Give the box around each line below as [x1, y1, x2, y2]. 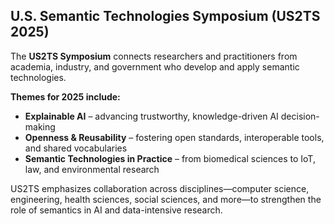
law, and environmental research [24, 163, 160, 175]
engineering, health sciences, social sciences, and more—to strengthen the [10, 193, 322, 205]
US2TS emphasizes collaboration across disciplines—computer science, [10, 182, 310, 194]
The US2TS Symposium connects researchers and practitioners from [10, 50, 298, 62]
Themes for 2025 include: [10, 90, 121, 103]
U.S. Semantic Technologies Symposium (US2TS [10, 8, 321, 25]
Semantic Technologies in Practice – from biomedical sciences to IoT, [24, 152, 316, 164]
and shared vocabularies [24, 142, 128, 154]
